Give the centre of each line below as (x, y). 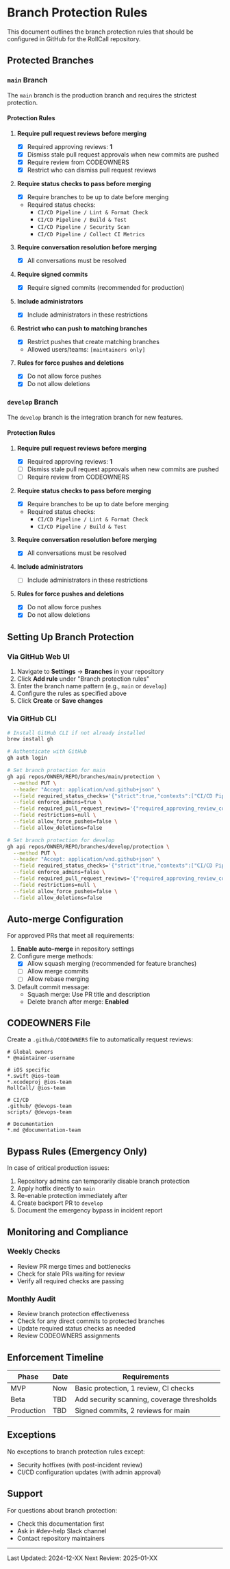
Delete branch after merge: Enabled (78, 1002)
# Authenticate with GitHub (47, 752)
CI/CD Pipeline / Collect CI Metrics (91, 235)
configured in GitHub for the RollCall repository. (74, 38)
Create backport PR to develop (60, 1203)
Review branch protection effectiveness (73, 1314)
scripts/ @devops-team (39, 1112)
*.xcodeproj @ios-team (39, 1082)
